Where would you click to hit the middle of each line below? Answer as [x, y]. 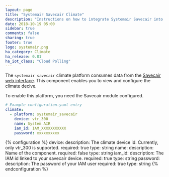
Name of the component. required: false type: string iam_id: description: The [84, 153]
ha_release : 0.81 [23, 56]
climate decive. [21, 86]
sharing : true [20, 38]
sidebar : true [20, 29]
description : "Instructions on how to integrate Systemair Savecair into [84, 19]
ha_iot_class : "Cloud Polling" [38, 61]
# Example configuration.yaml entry [44, 105]
